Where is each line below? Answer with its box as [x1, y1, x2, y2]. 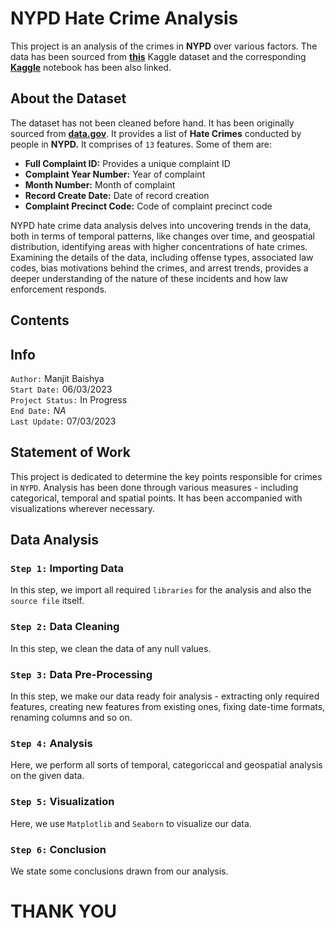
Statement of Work [10, 444, 132, 461]
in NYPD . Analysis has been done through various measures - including [10, 481, 299, 493]
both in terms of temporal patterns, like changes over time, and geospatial [10, 230, 315, 242]
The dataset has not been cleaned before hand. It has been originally [10, 117, 295, 129]
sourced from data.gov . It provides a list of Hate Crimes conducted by [10, 127, 302, 139]
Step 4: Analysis [10, 736, 93, 750]
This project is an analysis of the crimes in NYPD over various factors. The [10, 40, 318, 52]
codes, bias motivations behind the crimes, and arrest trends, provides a [10, 262, 309, 274]
